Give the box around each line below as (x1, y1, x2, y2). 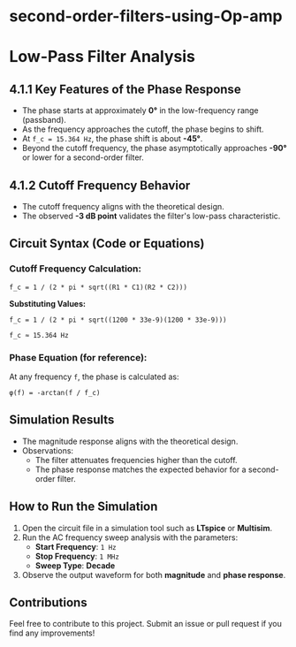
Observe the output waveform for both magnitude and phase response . (21, 569, 286, 580)
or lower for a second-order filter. (21, 152, 144, 163)
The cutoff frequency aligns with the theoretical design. (21, 202, 225, 211)
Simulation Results (9, 413, 115, 428)
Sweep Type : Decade (34, 559, 116, 571)
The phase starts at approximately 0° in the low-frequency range (21, 105, 259, 116)
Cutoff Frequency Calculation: (9, 263, 142, 275)
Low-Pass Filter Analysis (9, 47, 196, 67)
